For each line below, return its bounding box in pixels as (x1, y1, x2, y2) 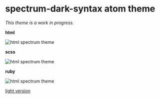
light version (5, 87, 31, 93)
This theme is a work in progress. (5, 20, 74, 26)
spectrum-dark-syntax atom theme (5, 3, 155, 15)
